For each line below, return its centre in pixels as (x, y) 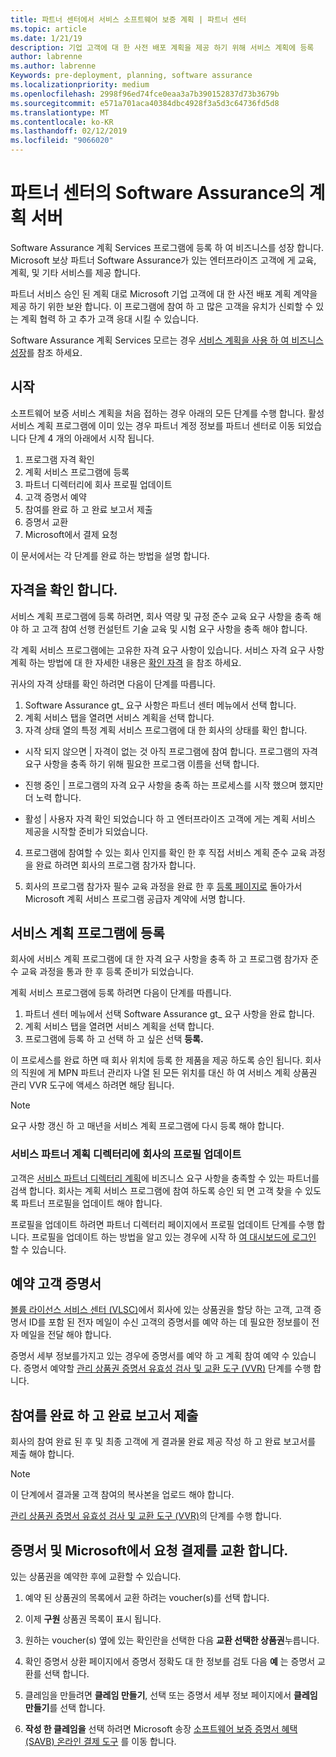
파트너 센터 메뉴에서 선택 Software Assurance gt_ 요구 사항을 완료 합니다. (169, 1014)
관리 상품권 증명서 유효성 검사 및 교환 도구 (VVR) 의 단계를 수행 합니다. (146, 1516)
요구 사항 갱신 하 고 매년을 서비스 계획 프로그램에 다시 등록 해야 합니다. (147, 1126)
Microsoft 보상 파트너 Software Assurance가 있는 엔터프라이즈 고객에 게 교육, (163, 260)
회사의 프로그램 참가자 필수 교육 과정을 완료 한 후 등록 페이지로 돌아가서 (163, 886)
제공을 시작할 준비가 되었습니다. (86, 831)
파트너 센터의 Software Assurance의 (158, 193)
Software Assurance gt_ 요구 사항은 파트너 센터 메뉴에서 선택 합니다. (160, 705)
